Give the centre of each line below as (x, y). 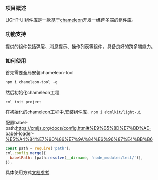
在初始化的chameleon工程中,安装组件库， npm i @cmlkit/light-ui (73, 112)
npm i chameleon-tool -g (31, 82)
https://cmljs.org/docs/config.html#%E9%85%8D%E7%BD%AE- (84, 128)
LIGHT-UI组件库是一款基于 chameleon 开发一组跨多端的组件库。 (71, 20)
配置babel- (17, 122)
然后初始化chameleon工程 (32, 92)
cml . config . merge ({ (26, 153)
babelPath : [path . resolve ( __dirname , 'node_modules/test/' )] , (76, 158)
